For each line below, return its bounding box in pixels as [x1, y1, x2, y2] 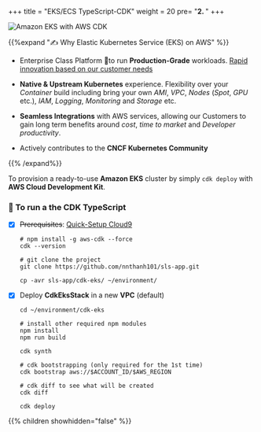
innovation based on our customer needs [19, 65, 153, 73]
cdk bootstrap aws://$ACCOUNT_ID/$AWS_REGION [19, 368, 171, 376]
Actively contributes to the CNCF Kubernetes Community [19, 143, 208, 153]
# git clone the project [19, 256, 101, 264]
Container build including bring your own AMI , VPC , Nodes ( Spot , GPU [19, 88, 248, 97]
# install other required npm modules [19, 320, 147, 328]
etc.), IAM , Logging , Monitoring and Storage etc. [19, 96, 177, 105]
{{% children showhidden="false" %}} [8, 416, 132, 426]
